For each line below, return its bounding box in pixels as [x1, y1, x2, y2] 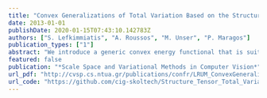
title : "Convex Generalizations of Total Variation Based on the [8, 11, 229, 20]
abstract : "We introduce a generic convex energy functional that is [8, 48, 244, 56]
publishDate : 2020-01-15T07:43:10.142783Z [8, 26, 151, 34]
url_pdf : [8, 70, 37, 78]
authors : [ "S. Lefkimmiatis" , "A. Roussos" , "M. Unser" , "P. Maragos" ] [8, 33, 250, 42]
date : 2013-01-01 [8, 19, 66, 27]
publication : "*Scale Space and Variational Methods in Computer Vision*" [8, 63, 261, 71]
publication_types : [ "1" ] [8, 41, 94, 49]
